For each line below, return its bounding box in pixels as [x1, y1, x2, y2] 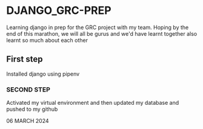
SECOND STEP [6, 85, 50, 94]
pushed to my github [6, 105, 58, 113]
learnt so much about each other [6, 36, 88, 44]
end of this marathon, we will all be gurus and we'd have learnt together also [6, 30, 198, 37]
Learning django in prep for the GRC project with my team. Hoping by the [6, 24, 189, 31]
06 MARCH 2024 [6, 117, 50, 125]
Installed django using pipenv [6, 70, 80, 78]
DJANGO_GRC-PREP [6, 4, 111, 18]
